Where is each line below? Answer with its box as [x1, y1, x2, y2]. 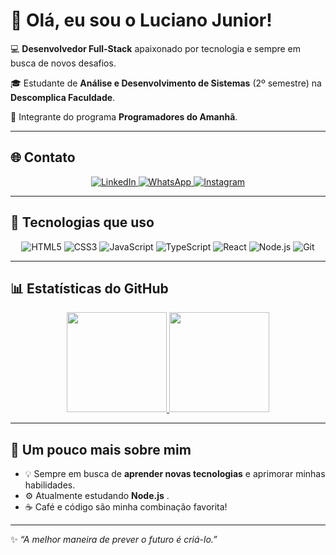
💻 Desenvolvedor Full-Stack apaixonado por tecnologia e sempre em [10, 42, 302, 54]
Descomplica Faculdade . [10, 91, 116, 103]
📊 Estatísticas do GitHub [10, 280, 169, 297]
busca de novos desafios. [10, 57, 117, 69]
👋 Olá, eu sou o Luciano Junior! [10, 9, 273, 32]
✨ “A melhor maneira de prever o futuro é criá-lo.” [10, 534, 218, 546]
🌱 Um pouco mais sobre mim [10, 441, 192, 458]
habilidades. [24, 479, 76, 491]
